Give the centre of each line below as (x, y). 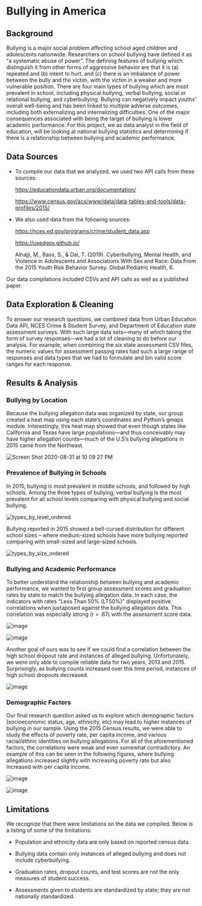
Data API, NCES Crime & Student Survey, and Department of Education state (101, 325)
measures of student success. (52, 878)
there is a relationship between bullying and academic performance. (91, 138)
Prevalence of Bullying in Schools (56, 473)
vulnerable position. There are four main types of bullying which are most (97, 86)
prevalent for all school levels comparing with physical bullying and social (97, 499)
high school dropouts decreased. (47, 675)
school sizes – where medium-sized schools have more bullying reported (97, 535)
